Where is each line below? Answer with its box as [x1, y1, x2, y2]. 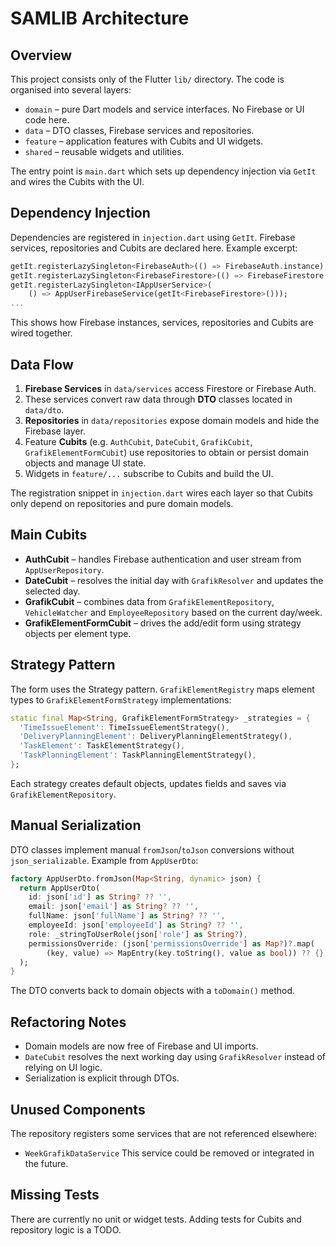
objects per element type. [24, 627, 132, 639]
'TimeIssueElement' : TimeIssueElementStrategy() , [19, 722, 230, 732]
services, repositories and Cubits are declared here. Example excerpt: [10, 242, 298, 254]
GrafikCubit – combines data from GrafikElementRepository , [24, 595, 275, 607]
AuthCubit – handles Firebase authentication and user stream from [24, 553, 302, 565]
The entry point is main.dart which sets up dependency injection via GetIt [10, 165, 317, 177]
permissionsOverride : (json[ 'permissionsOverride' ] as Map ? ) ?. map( [28, 938, 315, 949]
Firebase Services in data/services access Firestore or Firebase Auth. [24, 383, 317, 394]
